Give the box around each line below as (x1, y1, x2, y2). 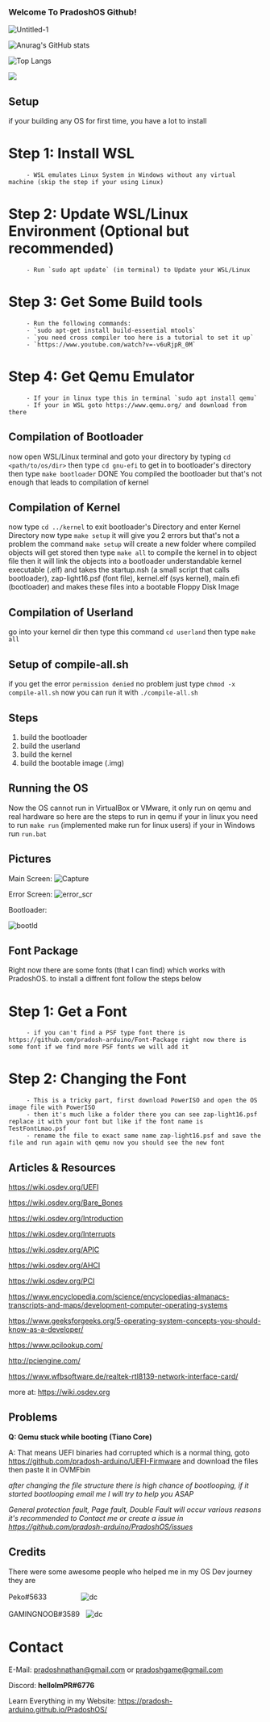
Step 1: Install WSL (8, 145, 135, 163)
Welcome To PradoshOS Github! (8, 6, 137, 18)
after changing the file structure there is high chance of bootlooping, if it (8, 1480, 249, 1490)
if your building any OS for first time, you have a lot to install (8, 116, 207, 126)
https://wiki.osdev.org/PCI (8, 1276, 95, 1286)
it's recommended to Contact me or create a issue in (8, 1513, 184, 1522)
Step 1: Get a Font (8, 1002, 127, 1020)
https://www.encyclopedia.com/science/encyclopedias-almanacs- (8, 1291, 230, 1302)
